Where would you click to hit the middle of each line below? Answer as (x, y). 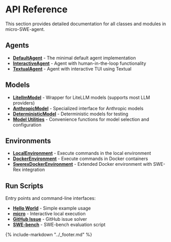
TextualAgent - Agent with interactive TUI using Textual (72, 68)
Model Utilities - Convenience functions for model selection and (81, 119)
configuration (27, 125)
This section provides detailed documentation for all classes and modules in (86, 24)
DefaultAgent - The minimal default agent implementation (74, 58)
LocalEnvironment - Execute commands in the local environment (82, 153)
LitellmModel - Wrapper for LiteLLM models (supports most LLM (81, 97)
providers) (24, 103)
